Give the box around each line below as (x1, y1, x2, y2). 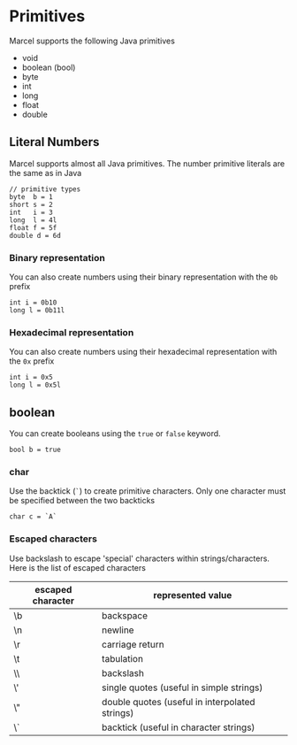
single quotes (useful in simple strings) (101, 681, 263, 694)
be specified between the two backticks (9, 495, 156, 506)
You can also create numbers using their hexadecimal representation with (9, 347, 278, 357)
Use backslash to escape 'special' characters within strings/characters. (9, 553, 270, 564)
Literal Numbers (9, 134, 100, 150)
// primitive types (9, 184, 81, 194)
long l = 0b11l (9, 306, 65, 315)
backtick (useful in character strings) (101, 721, 255, 733)
